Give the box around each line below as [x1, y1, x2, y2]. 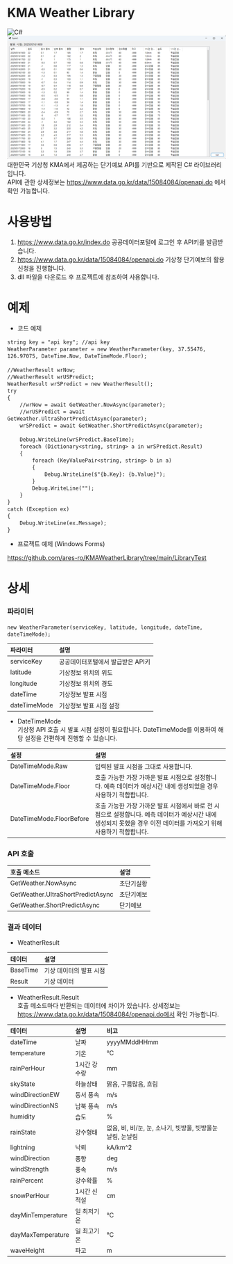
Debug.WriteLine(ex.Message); [19, 520, 107, 527]
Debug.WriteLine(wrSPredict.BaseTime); [19, 436, 135, 443]
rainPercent [10, 1176, 44, 1184]
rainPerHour [10, 1064, 45, 1073]
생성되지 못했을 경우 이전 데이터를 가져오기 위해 [94, 819, 223, 827]
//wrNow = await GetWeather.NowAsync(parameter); [19, 401, 166, 408]
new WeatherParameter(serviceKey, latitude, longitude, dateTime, [7, 624, 203, 631]
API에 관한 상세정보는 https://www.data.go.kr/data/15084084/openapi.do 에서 [7, 178, 226, 186]
